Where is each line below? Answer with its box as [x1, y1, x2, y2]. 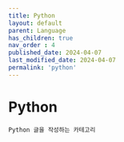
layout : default [8, 19, 62, 27]
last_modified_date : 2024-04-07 [8, 57, 116, 65]
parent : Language [8, 26, 66, 34]
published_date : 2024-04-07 [8, 49, 102, 57]
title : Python [8, 11, 56, 20]
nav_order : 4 [8, 41, 56, 49]
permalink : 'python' [8, 64, 78, 72]
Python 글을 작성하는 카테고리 [8, 125, 96, 134]
